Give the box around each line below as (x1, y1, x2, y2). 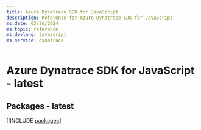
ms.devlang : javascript (6, 32, 67, 38)
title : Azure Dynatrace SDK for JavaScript (6, 9, 119, 15)
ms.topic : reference (6, 26, 59, 32)
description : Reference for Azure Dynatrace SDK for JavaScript (6, 15, 173, 21)
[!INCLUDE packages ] (6, 117, 62, 124)
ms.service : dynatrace (6, 37, 64, 43)
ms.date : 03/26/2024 (6, 20, 59, 26)
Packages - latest (6, 101, 74, 111)
